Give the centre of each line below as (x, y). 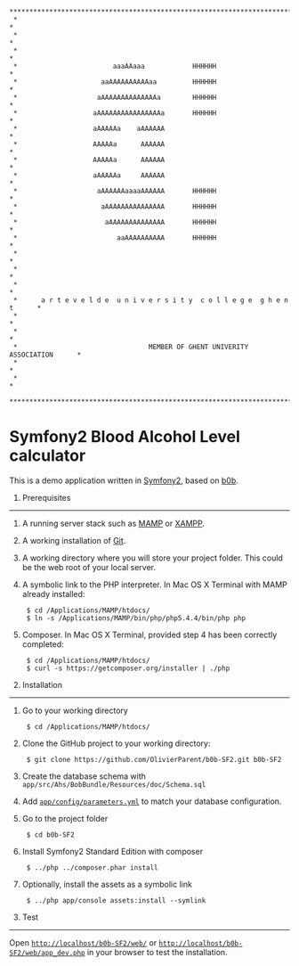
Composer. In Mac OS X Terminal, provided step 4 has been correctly (149, 634)
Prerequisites (46, 497)
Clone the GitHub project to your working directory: (116, 743)
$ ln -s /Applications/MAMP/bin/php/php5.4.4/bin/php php (136, 618)
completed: (43, 644)
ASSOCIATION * (45, 355)
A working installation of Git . (74, 540)
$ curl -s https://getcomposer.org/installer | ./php (128, 668)
